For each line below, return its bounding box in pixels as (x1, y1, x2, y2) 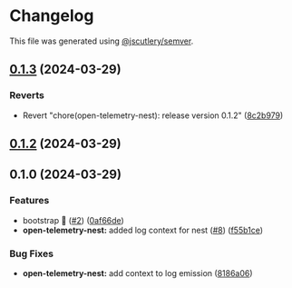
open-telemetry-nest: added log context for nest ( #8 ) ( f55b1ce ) (22, 224, 264, 235)
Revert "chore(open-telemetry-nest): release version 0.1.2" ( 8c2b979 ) (22, 110, 284, 121)
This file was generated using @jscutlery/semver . (9, 35, 194, 46)
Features (9, 194, 50, 207)
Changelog (9, 5, 94, 26)
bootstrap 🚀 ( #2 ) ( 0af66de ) (22, 214, 124, 225)
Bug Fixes (9, 247, 54, 260)
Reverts (9, 89, 45, 102)
